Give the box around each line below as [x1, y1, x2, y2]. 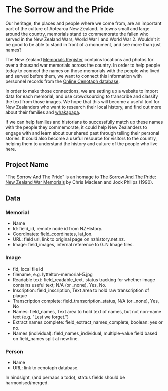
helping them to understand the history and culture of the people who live [5, 140, 158, 147]
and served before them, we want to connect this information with [5, 73, 142, 79]
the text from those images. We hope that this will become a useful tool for [5, 98, 160, 104]
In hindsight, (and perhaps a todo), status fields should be [5, 374, 125, 381]
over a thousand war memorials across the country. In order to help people [5, 62, 160, 68]
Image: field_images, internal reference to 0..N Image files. [12, 242, 134, 248]
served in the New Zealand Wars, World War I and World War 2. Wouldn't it [5, 36, 160, 42]
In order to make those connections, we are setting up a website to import [5, 88, 158, 94]
